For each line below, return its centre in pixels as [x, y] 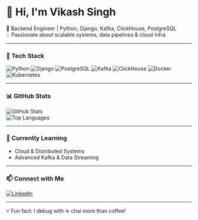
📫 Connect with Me [35, 178]
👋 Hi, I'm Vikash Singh [61, 12]
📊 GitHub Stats [29, 96]
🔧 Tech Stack [25, 55]
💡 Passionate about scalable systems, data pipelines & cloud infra [86, 34]
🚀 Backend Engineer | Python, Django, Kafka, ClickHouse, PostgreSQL [91, 28]
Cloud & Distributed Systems [49, 151]
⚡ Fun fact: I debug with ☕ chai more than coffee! [66, 211]
